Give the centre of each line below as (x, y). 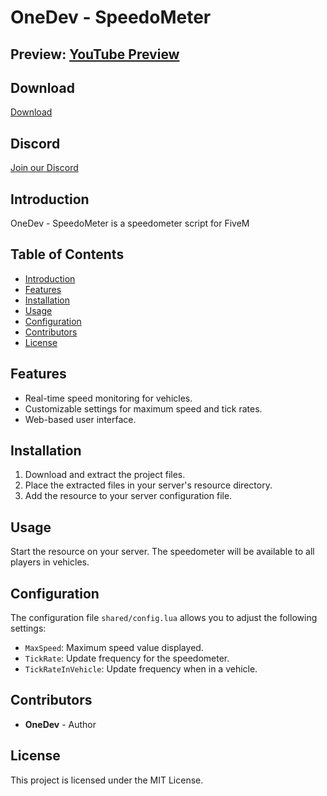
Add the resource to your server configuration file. (128, 496)
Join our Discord (44, 168)
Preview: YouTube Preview (95, 54)
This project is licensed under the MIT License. (107, 780)
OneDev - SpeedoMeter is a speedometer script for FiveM (130, 223)
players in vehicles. (50, 562)
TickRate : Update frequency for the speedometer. (127, 658)
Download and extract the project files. (105, 475)
